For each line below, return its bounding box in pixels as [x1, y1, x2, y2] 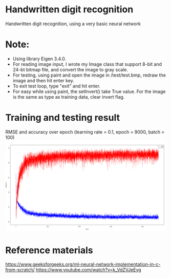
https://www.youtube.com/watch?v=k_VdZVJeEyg [35, 267, 142, 273]
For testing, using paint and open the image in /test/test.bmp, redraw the [12, 72, 166, 78]
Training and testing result [5, 112, 120, 124]
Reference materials [5, 244, 93, 256]
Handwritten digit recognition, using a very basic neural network [5, 21, 141, 27]
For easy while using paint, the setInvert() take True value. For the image [12, 88, 166, 95]
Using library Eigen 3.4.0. [12, 55, 67, 62]
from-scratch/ [5, 267, 35, 273]
